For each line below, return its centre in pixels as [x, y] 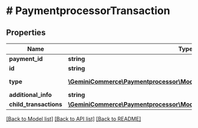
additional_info [30, 95]
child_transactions [36, 104]
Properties [26, 33]
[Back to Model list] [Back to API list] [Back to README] [74, 119]
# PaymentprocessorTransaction [88, 11]
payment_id [26, 59]
